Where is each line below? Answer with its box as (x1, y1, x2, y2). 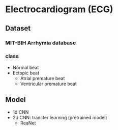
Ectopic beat (12, 70, 40, 76)
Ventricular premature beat (20, 81, 77, 87)
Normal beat (12, 64, 39, 70)
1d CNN (12, 109, 29, 115)
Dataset (5, 24, 31, 33)
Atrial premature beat (20, 75, 65, 81)
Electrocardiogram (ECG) (5, 4, 113, 15)
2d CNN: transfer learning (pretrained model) (12, 114, 107, 120)
